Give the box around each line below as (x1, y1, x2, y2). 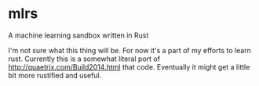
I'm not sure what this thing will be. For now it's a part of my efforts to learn (8, 45, 251, 55)
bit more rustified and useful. (8, 70, 102, 80)
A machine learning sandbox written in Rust (8, 30, 149, 40)
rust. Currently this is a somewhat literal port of (8, 54, 161, 63)
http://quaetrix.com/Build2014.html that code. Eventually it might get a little (8, 62, 250, 71)
